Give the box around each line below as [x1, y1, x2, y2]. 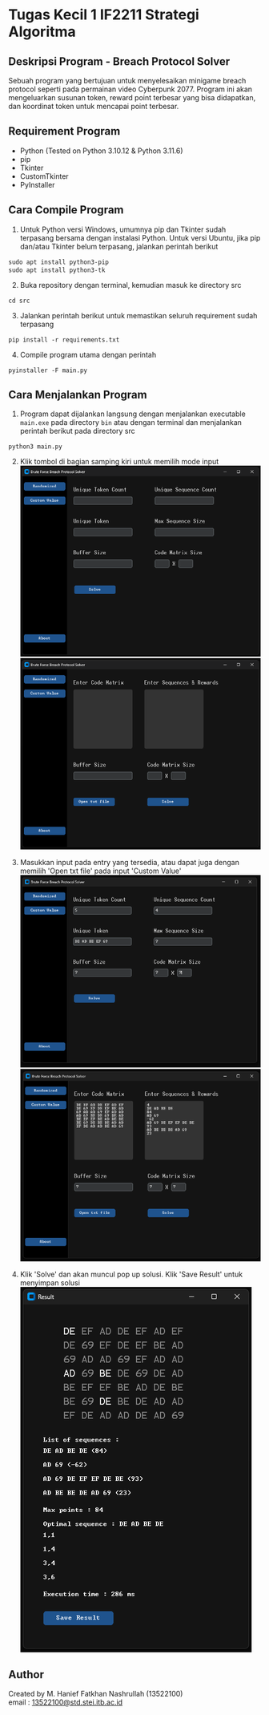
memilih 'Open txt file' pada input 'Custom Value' [19, 866, 182, 876]
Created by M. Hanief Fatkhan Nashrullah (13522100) [8, 1689, 183, 1699]
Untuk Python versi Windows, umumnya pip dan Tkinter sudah [19, 224, 227, 234]
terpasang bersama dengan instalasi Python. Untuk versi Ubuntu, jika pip [19, 233, 261, 242]
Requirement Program [8, 124, 121, 138]
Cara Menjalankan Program [8, 388, 147, 402]
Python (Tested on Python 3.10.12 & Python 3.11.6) [19, 146, 183, 156]
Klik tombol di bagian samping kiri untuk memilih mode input [19, 457, 219, 467]
